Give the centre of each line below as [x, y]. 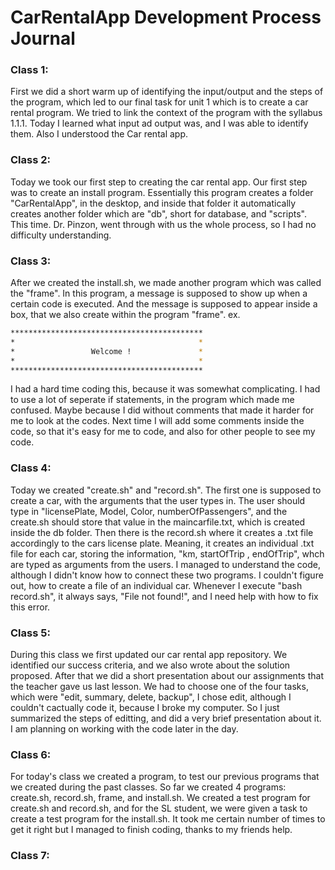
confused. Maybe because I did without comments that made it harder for [162, 410]
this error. [30, 607]
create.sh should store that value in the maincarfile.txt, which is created [158, 522]
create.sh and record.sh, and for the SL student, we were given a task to [159, 808]
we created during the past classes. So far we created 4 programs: [148, 787]
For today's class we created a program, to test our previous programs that [165, 777]
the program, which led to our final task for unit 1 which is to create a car [159, 102]
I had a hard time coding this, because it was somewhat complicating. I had [165, 389]
